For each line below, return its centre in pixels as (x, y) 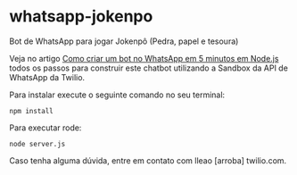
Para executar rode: (45, 128)
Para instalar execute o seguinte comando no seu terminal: (117, 95)
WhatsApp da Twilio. (47, 77)
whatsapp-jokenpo (81, 17)
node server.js (37, 144)
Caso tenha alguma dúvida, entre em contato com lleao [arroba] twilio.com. (148, 160)
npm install (31, 111)
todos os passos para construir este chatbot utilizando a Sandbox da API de (148, 68)
